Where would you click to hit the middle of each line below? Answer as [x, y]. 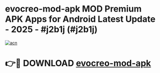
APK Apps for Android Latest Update [80, 19]
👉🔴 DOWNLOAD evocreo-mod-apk [78, 63]
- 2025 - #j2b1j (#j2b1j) [51, 29]
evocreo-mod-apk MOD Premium [73, 9]
